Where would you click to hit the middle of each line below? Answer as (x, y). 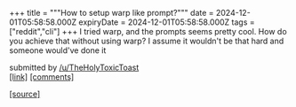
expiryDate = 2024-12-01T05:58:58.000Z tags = (167, 22)
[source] (25, 94)
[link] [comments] (42, 77)
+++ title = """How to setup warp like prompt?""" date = (112, 13)
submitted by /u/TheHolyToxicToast (74, 67)
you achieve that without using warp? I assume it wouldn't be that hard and (147, 41)
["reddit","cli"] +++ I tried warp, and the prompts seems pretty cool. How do (148, 31)
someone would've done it (58, 50)
